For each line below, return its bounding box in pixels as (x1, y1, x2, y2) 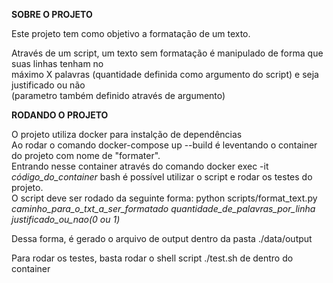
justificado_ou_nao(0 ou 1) (11, 214, 121, 225)
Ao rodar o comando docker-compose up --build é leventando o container (11, 139, 318, 151)
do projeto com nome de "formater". (11, 150, 161, 161)
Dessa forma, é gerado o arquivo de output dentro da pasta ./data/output (11, 233, 313, 244)
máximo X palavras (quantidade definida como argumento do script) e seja (11, 69, 319, 80)
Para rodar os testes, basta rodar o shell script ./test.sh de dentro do (11, 252, 294, 264)
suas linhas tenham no (11, 58, 104, 69)
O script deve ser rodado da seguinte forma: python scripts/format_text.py (11, 192, 318, 204)
